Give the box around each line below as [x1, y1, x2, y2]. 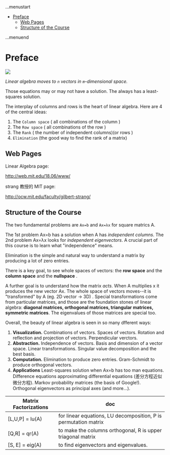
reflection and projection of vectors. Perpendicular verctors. [12, 335, 138, 341]
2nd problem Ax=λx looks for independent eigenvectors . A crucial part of [5, 237, 158, 243]
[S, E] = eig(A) [8, 441, 42, 448]
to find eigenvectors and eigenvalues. [58, 441, 148, 448]
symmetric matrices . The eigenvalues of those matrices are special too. [5, 309, 157, 316]
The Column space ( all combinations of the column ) [12, 118, 120, 124]
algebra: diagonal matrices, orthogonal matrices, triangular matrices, [5, 304, 153, 310]
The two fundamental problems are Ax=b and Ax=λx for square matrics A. [5, 221, 156, 227]
